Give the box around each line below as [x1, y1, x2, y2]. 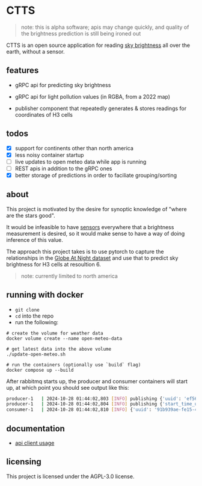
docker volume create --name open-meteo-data [6, 335, 122, 342]
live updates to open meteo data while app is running [14, 158, 147, 165]
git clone [14, 307, 40, 313]
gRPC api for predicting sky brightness [14, 81, 111, 88]
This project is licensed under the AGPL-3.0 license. [6, 473, 135, 480]
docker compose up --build [6, 367, 74, 373]
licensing [6, 457, 42, 467]
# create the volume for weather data [6, 330, 103, 336]
